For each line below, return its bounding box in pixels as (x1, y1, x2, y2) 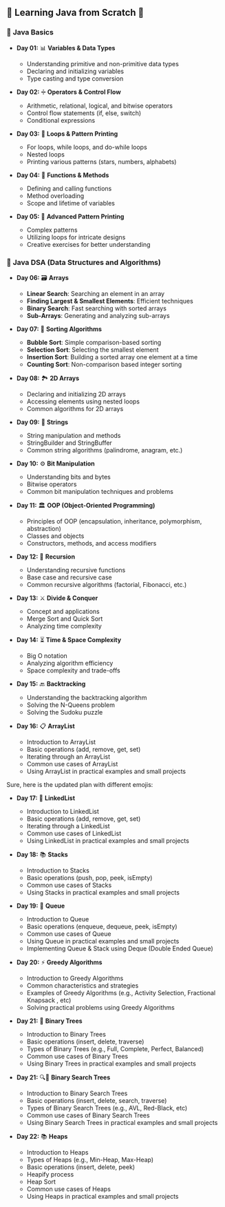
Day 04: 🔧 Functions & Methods (16, 170, 109, 179)
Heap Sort (26, 1177, 56, 1186)
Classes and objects (26, 532, 85, 540)
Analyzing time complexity (26, 621, 103, 630)
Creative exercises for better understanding (26, 240, 151, 248)
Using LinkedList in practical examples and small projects (26, 836, 190, 845)
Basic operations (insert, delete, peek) (26, 1163, 136, 1171)
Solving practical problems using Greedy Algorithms (26, 1003, 175, 1011)
